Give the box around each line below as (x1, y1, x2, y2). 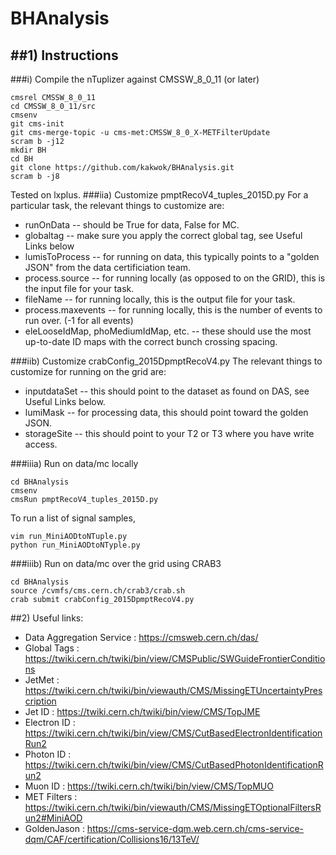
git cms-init (10, 119, 65, 129)
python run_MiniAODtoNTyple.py (10, 540, 141, 550)
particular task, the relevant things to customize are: (10, 200, 225, 211)
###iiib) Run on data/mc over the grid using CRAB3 (10, 558, 222, 569)
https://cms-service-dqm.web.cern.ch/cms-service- (86, 823, 305, 834)
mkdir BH (10, 145, 47, 155)
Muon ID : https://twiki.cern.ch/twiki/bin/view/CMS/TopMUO (24, 780, 274, 792)
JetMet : (24, 674, 60, 686)
